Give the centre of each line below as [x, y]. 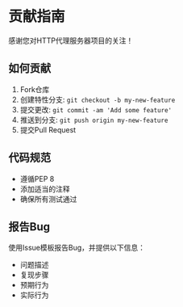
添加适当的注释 [45, 189]
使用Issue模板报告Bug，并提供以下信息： [77, 248]
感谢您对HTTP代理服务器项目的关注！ [71, 40]
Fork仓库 [35, 89]
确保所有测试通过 [48, 199]
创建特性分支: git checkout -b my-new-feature [98, 99]
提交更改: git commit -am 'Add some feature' [96, 109]
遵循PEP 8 [37, 179]
